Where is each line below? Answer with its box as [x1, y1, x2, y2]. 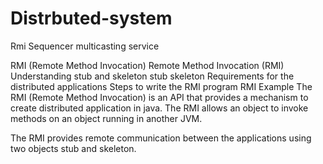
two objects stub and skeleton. [10, 142, 137, 154]
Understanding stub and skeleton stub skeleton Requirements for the [10, 70, 295, 82]
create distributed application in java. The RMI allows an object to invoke [10, 102, 309, 114]
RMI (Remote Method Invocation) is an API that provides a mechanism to [10, 91, 309, 103]
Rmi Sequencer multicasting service [10, 40, 160, 52]
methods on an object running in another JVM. [10, 112, 203, 124]
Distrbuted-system [10, 7, 173, 30]
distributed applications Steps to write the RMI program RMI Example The [10, 80, 313, 92]
